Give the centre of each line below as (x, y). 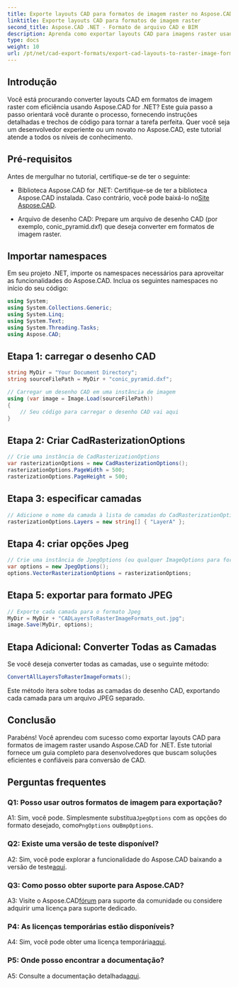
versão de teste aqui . (37, 866)
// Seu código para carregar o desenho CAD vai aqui (100, 412)
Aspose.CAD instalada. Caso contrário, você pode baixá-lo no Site (114, 197)
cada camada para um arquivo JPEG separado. (76, 698)
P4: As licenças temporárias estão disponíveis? (91, 926)
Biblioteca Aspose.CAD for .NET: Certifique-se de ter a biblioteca (112, 190)
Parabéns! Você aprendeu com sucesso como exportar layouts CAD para (114, 737)
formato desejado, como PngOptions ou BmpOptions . (80, 825)
